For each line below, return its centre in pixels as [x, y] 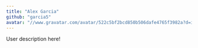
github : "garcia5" [29, 17]
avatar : [16, 22]
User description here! [33, 39]
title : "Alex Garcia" [33, 11]
